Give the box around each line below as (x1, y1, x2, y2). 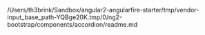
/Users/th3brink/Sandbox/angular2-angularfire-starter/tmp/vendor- (7, 6, 199, 14)
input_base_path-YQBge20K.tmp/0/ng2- (7, 13, 123, 21)
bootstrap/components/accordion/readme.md (7, 21, 138, 28)
